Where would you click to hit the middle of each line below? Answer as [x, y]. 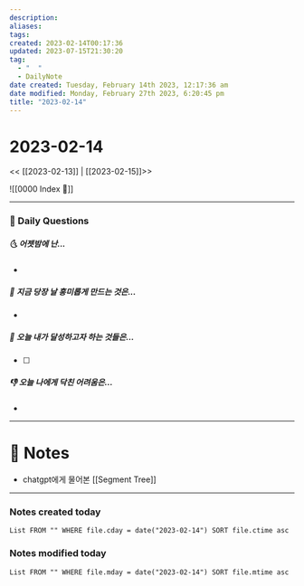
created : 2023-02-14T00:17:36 [66, 43]
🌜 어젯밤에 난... [38, 243]
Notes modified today [58, 553]
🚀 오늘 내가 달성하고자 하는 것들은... [72, 336]
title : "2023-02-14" [48, 102]
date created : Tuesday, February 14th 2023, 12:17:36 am [119, 85]
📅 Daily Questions [49, 221]
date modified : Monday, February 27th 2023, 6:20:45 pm [117, 93]
